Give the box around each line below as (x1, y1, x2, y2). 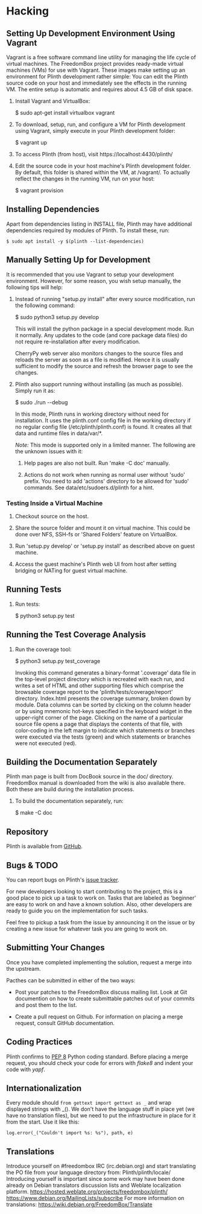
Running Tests (6, 584, 62, 595)
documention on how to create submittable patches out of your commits (14, 994, 195, 1002)
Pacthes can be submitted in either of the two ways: (6, 976, 136, 984)
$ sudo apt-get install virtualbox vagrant (14, 109, 115, 116)
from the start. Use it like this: (6, 1118, 80, 1126)
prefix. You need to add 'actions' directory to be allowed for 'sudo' (24, 477, 189, 485)
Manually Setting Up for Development (6, 255, 151, 265)
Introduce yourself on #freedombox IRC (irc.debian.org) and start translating (6, 1163, 196, 1170)
